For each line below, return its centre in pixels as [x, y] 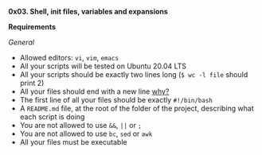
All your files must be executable [73, 142]
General [21, 42]
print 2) [32, 83]
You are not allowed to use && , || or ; [80, 125]
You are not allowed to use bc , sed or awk [86, 134]
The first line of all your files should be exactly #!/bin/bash [116, 100]
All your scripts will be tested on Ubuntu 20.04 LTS [103, 66]
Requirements [32, 27]
